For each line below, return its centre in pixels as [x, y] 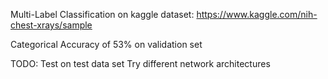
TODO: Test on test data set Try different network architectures [140, 63]
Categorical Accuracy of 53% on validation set [106, 44]
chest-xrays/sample [51, 25]
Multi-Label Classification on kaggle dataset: [102, 14]
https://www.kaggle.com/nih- [257, 14]
